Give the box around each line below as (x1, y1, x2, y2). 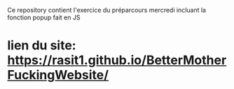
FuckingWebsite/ (7, 67, 109, 83)
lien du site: (7, 38, 76, 54)
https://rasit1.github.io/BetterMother (7, 52, 227, 68)
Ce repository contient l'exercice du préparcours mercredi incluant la (7, 6, 207, 14)
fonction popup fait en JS (7, 13, 81, 22)
